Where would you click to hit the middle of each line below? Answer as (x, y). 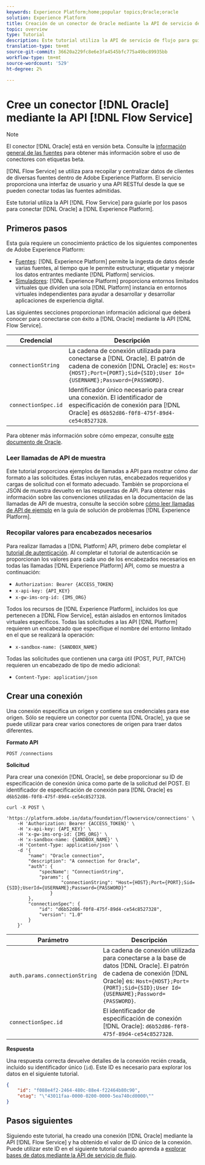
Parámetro (53, 940)
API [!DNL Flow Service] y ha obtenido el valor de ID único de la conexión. (99, 1142)
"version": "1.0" (61, 915)
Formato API (22, 742)
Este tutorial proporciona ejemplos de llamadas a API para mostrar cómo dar (102, 471)
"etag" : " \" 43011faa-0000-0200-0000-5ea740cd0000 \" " (86, 1096)
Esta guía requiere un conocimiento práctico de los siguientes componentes (102, 243)
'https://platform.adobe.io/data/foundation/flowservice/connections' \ (101, 818)
